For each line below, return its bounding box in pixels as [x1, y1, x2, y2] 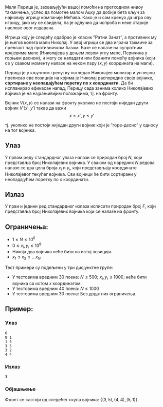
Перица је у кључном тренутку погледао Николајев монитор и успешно [5, 70, 155, 75]
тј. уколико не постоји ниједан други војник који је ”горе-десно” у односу [5, 122, 158, 128]
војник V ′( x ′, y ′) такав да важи [5, 105, 67, 111]
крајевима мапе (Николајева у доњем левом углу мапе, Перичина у [5, 50, 147, 56]
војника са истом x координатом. [12, 280, 82, 286]
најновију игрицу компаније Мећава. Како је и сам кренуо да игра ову [5, 15, 152, 20]
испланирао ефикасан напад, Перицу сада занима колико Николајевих [5, 85, 154, 91]
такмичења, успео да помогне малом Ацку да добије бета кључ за [5, 9, 145, 15]
